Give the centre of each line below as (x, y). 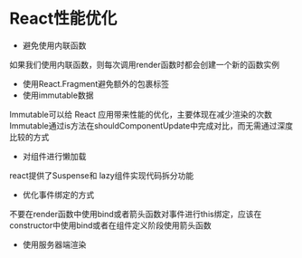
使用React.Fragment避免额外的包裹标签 (96, 83)
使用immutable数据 (58, 95)
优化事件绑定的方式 (58, 195)
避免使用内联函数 (54, 45)
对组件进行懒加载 (54, 156)
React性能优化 (63, 19)
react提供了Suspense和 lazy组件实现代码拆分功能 (102, 175)
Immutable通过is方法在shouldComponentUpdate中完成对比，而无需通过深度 (151, 125)
